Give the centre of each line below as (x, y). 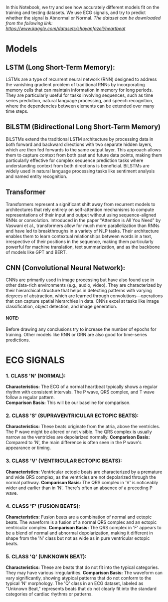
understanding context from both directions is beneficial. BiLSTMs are (78, 165)
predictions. (18, 340)
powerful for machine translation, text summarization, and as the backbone (83, 247)
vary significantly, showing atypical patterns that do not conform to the (79, 578)
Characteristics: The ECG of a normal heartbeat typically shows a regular (82, 387)
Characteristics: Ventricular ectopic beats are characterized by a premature (84, 472)
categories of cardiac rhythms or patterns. (49, 594)
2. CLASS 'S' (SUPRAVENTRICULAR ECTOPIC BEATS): (72, 416)
